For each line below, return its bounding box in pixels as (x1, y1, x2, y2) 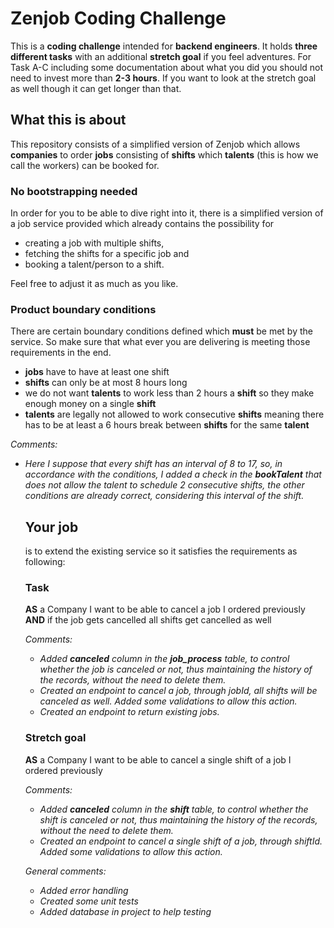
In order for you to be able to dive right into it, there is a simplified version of (10, 207, 324, 219)
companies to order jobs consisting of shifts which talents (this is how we (10, 148, 319, 161)
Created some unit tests (39, 895, 139, 907)
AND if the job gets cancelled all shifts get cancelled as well (24, 614, 272, 626)
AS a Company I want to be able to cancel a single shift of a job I (24, 753, 292, 766)
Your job (24, 518, 79, 536)
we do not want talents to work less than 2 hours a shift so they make (24, 387, 315, 399)
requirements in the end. (10, 347, 112, 359)
